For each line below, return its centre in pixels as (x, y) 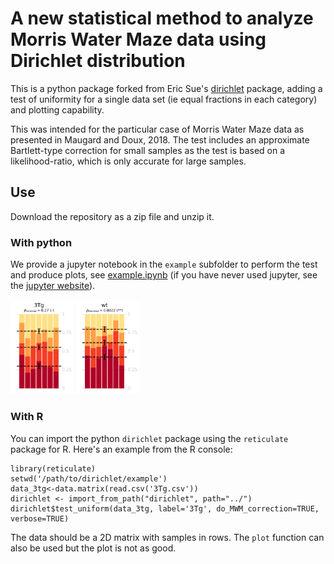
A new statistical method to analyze (162, 18)
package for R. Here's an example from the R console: (121, 449)
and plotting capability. (57, 109)
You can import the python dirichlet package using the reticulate (149, 438)
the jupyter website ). (53, 286)
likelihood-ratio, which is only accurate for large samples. (128, 161)
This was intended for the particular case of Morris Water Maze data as (157, 129)
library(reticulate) (53, 468)
